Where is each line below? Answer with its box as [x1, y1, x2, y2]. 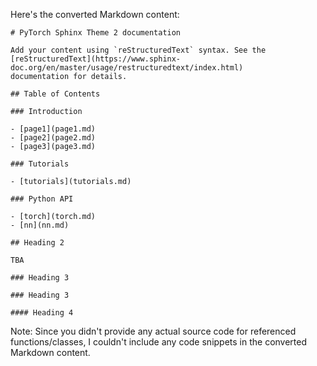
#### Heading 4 [10, 308, 74, 318]
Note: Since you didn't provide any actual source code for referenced [10, 325, 297, 337]
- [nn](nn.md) [10, 220, 70, 230]
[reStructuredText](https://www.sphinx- [10, 54, 182, 64]
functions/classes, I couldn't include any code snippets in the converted [10, 336, 308, 348]
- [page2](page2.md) [10, 133, 97, 143]
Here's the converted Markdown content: [10, 9, 180, 20]
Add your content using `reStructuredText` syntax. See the [10, 45, 267, 55]
